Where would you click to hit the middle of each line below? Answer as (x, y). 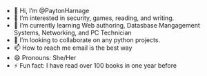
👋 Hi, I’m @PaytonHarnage (51, 11)
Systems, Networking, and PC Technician (73, 32)
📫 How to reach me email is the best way (73, 48)
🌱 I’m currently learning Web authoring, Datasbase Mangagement (107, 25)
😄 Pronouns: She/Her (45, 58)
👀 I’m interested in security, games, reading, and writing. (94, 18)
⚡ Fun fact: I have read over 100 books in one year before (95, 65)
